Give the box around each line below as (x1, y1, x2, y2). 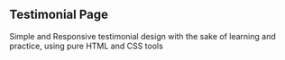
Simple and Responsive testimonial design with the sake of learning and (9, 30, 277, 41)
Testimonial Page (9, 7, 109, 22)
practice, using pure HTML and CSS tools (9, 40, 164, 51)
